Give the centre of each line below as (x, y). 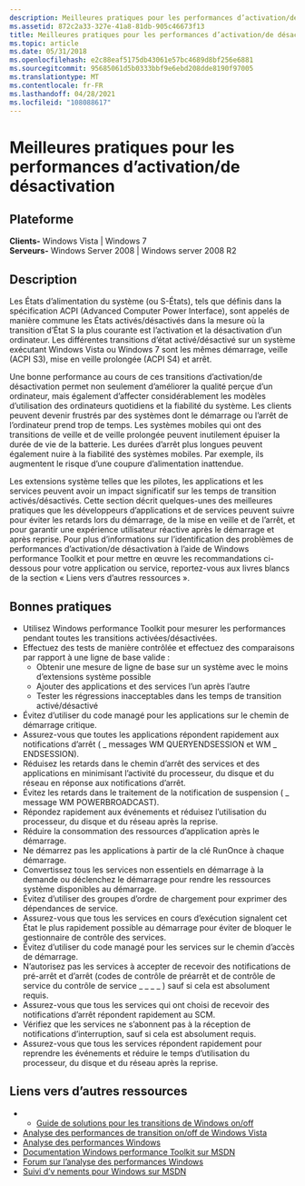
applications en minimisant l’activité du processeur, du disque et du (148, 773)
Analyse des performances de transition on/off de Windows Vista (145, 1132)
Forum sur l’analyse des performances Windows (113, 1161)
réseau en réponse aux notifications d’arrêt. (104, 783)
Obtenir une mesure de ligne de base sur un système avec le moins (162, 667)
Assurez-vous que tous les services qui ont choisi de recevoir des (146, 1005)
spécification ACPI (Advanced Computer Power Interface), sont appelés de (150, 311)
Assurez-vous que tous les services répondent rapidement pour (142, 1043)
